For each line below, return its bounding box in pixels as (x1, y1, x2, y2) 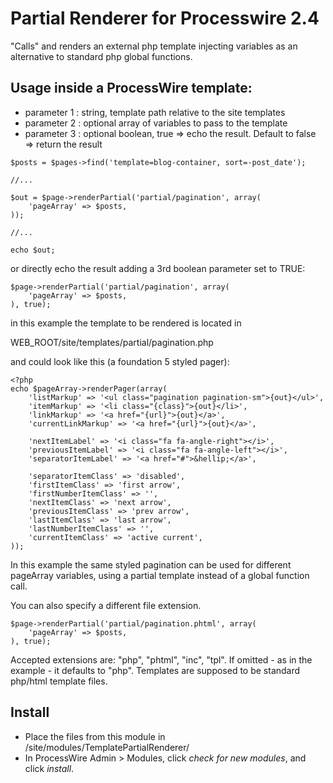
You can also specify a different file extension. (10, 599, 202, 611)
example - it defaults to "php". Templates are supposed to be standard (10, 664, 301, 676)
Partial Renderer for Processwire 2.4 (10, 7, 320, 30)
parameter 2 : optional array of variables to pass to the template (24, 117, 288, 129)
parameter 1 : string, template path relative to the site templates (24, 106, 286, 118)
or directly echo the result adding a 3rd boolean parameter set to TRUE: (10, 262, 306, 274)
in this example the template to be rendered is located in (10, 317, 242, 329)
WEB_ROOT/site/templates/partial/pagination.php (10, 336, 214, 348)
